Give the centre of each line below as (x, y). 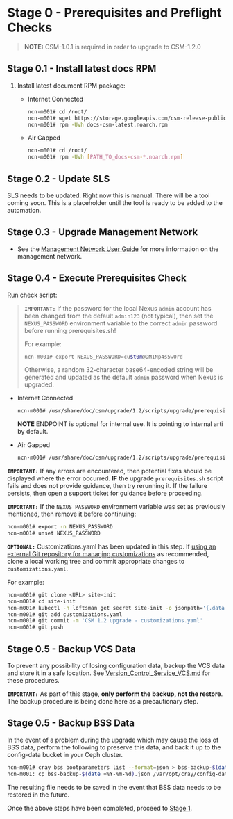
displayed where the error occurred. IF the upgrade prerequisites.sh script (115, 478)
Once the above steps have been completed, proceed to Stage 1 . (100, 808)
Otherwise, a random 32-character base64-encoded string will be (119, 370)
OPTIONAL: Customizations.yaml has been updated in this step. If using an (112, 546)
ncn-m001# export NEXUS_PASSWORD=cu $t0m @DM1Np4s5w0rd (103, 357)
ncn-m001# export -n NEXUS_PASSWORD (60, 527)
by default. (33, 432)
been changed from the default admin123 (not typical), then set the (119, 316)
